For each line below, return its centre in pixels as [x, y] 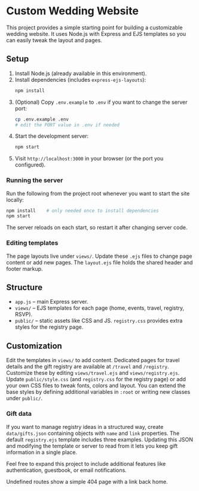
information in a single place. [42, 452]
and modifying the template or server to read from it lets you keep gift [92, 446]
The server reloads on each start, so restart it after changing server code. [97, 227]
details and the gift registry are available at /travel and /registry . [88, 367]
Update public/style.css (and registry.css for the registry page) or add [96, 379]
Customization [34, 346]
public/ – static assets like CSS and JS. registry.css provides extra [99, 321]
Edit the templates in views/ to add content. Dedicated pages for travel [93, 360]
